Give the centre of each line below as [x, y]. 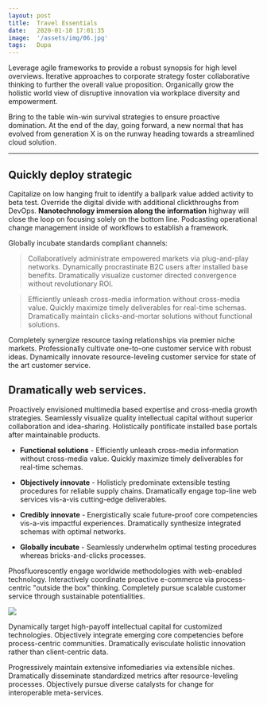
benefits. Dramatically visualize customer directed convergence [132, 275]
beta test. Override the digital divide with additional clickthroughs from [124, 202]
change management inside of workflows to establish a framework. [118, 227]
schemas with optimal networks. [73, 531]
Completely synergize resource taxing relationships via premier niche [122, 339]
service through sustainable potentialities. [77, 596]
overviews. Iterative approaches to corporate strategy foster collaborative [129, 76]
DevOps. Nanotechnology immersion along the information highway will [129, 211]
